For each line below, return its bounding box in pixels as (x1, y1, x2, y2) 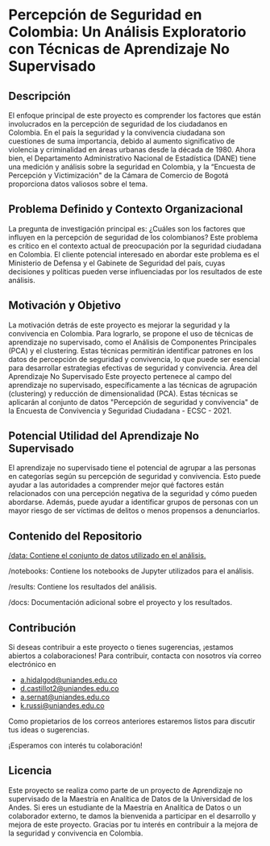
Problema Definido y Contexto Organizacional (8, 202, 243, 216)
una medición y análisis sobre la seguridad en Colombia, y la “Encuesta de (8, 162, 255, 171)
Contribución (8, 621, 77, 635)
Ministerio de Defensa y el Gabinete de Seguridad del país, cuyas (8, 258, 226, 268)
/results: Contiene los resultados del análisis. (8, 582, 157, 592)
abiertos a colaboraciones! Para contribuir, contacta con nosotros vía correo (8, 651, 262, 661)
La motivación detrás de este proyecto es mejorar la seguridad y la (8, 320, 231, 330)
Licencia (8, 764, 52, 777)
